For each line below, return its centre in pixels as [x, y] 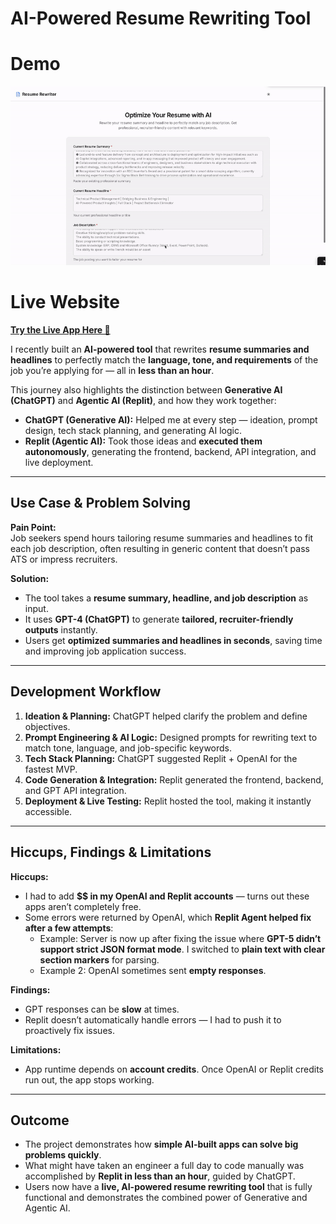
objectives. [47, 726]
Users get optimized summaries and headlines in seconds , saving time [173, 640]
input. [36, 608]
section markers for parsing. [99, 959]
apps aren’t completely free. [83, 906]
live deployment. [59, 463]
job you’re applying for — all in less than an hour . [112, 371]
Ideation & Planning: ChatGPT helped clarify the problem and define [166, 716]
